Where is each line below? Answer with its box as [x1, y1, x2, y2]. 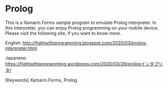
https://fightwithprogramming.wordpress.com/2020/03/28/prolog [5, 60, 141, 66]
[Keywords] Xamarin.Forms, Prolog [5, 77, 78, 83]
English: [5, 39, 22, 45]
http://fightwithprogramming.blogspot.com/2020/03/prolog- [22, 39, 148, 45]
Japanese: [5, 54, 27, 60]
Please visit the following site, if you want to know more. [5, 30, 121, 36]
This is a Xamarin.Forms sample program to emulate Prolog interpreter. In [5, 19, 156, 25]
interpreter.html [5, 45, 38, 51]
